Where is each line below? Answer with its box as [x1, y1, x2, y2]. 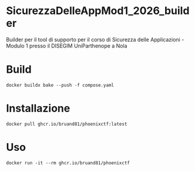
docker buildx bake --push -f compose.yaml [6, 82, 115, 88]
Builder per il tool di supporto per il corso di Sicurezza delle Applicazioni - [6, 36, 184, 43]
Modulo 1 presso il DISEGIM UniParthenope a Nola [6, 42, 127, 49]
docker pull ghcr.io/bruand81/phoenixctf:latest [6, 121, 127, 127]
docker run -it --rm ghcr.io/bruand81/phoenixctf [6, 160, 130, 166]
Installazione [6, 102, 70, 115]
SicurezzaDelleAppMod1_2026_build [6, 4, 190, 18]
